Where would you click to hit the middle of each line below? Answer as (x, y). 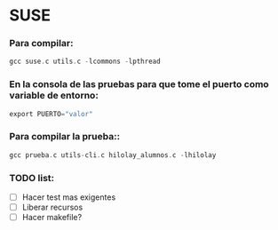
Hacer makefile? (52, 218)
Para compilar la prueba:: (65, 137)
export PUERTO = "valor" (51, 114)
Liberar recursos (52, 207)
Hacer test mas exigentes (69, 197)
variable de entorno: (54, 96)
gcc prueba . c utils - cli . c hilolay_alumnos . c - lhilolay (113, 155)
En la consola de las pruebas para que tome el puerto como (139, 84)
